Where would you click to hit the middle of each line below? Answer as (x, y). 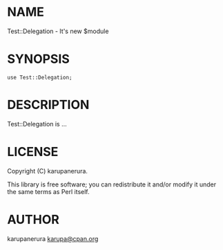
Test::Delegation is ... (37, 124)
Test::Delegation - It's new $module (58, 31)
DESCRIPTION (48, 105)
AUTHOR (33, 219)
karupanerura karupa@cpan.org (53, 238)
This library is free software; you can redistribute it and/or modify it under (112, 184)
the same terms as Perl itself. (48, 191)
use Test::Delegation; (40, 77)
